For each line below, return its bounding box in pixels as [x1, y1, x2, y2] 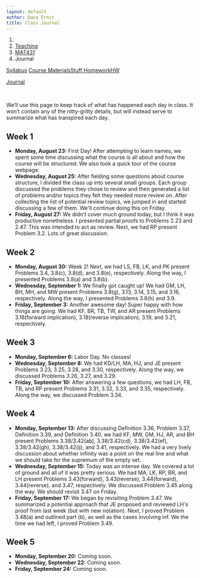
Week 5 [6, 537, 35, 547]
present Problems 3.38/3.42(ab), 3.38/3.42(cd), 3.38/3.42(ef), [14, 437, 168, 444]
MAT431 [14, 49, 35, 56]
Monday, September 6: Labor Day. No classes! [14, 353, 131, 360]
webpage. [14, 167, 40, 174]
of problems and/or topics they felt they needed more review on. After [14, 192, 187, 199]
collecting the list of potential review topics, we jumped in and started [14, 198, 186, 205]
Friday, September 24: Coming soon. [14, 565, 107, 573]
